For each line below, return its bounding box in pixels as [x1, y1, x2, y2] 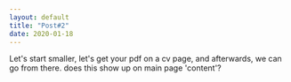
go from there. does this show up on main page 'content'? [9, 63, 222, 73]
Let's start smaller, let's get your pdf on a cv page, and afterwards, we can [9, 54, 282, 64]
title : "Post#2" [9, 21, 69, 30]
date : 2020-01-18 [9, 29, 74, 38]
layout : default [9, 12, 69, 22]
